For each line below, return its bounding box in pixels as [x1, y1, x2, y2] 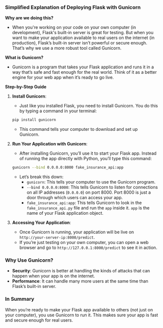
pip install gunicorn [12, 118, 56, 123]
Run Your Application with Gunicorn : [12, 141, 88, 147]
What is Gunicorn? [5, 55, 44, 61]
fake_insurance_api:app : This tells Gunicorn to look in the [26, 200, 142, 206]
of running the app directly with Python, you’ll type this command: [19, 156, 152, 162]
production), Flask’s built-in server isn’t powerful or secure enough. [12, 40, 147, 46]
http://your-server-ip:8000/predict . [19, 234, 95, 240]
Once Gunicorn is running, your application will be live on [19, 229, 134, 235]
